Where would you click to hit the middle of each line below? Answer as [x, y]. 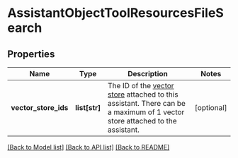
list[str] [88, 108]
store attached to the [142, 121]
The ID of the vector [141, 86]
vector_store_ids [40, 108]
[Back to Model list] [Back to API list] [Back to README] [89, 147]
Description [148, 74]
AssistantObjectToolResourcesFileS [116, 13]
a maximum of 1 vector [146, 112]
